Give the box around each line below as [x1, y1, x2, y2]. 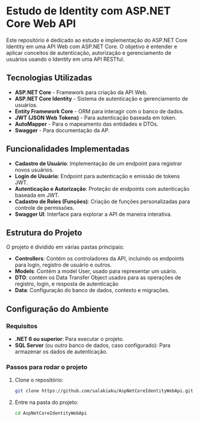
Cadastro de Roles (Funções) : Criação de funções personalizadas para [14, 198, 190, 205]
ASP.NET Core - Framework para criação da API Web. [14, 88, 148, 96]
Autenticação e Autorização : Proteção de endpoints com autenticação [14, 185, 190, 192]
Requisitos [6, 322, 37, 330]
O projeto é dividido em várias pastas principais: [6, 243, 125, 251]
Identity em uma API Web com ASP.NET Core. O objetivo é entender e [6, 43, 178, 50]
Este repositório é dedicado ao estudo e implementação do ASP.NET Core [6, 36, 188, 44]
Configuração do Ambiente [6, 304, 109, 314]
